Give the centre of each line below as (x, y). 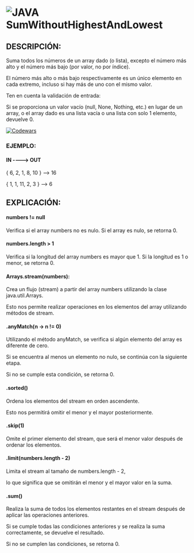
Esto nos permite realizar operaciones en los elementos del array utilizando (96, 307)
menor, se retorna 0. (31, 262)
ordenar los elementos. (34, 445)
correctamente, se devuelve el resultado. (55, 533)
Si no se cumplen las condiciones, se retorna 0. (63, 544)
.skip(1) (15, 426)
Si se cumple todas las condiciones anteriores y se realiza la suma (85, 527)
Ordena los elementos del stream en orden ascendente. (73, 401)
